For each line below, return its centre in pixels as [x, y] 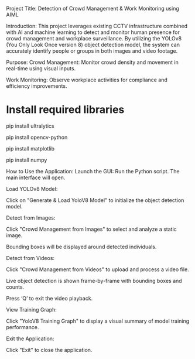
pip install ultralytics [30, 126]
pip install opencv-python [37, 137]
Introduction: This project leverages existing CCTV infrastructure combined [97, 26]
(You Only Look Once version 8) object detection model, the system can [93, 45]
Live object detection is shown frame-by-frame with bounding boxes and [94, 281]
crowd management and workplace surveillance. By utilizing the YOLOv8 [94, 38]
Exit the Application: [30, 339]
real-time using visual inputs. [41, 69]
